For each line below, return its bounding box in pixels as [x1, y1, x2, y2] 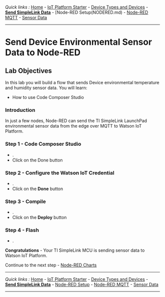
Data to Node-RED [5, 47, 81, 58]
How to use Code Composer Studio [12, 95, 84, 100]
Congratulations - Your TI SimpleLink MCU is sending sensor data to [5, 247, 145, 253]
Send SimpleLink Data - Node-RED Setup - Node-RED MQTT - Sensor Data [5, 282, 159, 288]
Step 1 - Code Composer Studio [5, 140, 82, 147]
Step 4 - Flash [5, 227, 39, 233]
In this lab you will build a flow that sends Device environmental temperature [5, 80, 160, 85]
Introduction [5, 106, 35, 113]
